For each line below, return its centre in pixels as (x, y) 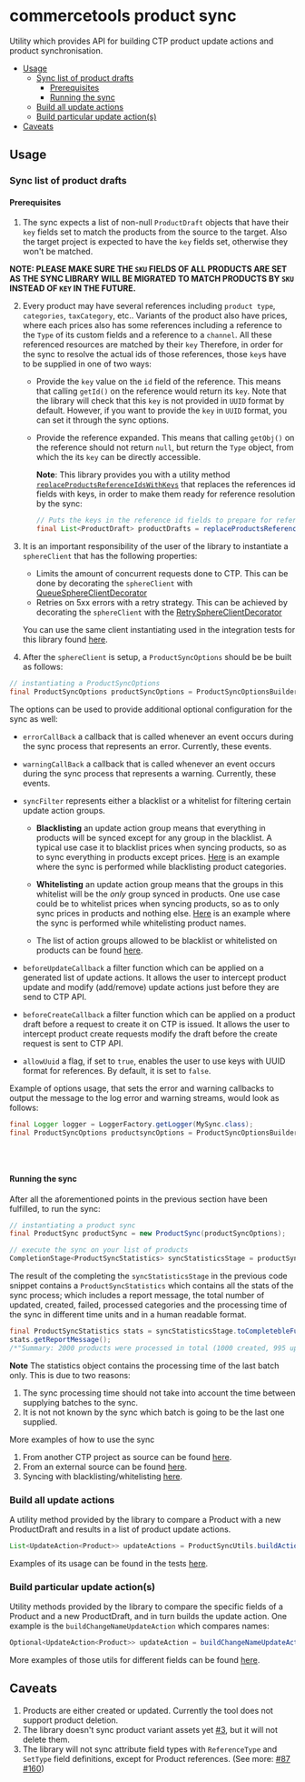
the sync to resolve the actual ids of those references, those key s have (154, 355)
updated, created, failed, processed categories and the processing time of (148, 1305)
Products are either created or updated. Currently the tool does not (148, 1710)
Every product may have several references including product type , (149, 306)
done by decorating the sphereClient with (114, 584)
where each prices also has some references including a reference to (152, 325)
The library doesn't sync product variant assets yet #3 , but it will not (150, 1729)
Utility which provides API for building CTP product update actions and (142, 41)
